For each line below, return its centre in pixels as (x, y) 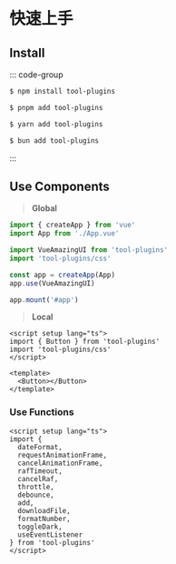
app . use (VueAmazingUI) (52, 283)
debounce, (36, 495)
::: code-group (36, 75)
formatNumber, (44, 519)
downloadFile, (44, 510)
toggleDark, (40, 527)
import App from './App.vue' (64, 234)
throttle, (36, 487)
